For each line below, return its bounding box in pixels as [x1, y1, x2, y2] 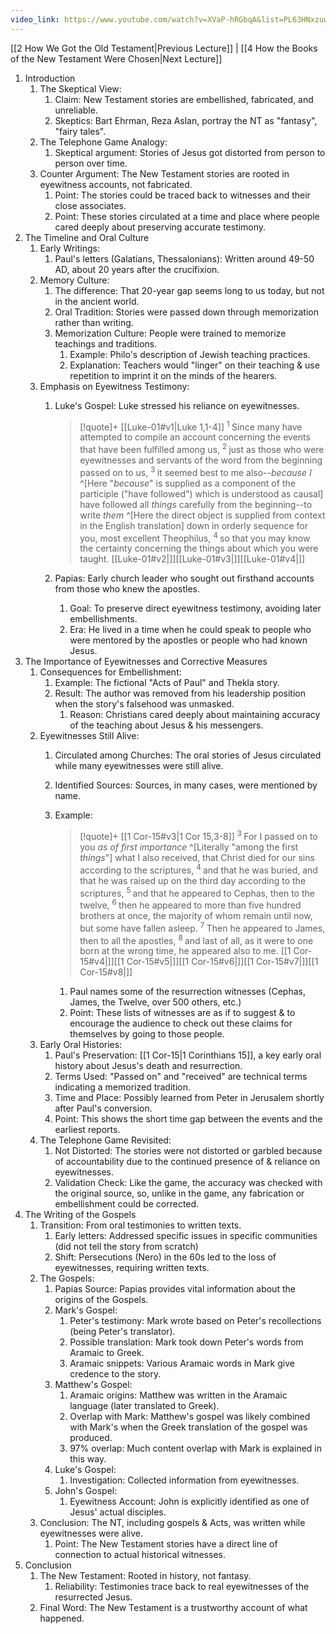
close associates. [54, 199, 127, 211]
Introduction [24, 72, 76, 84]
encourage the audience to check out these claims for [69, 1017, 293, 1030]
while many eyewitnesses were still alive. [54, 760, 224, 772]
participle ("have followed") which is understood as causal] [79, 487, 324, 500]
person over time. [54, 157, 128, 169]
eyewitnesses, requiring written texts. [54, 1262, 210, 1274]
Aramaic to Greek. [69, 1347, 145, 1359]
